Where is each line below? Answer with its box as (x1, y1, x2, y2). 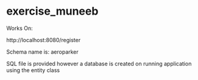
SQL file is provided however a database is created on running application (6, 60, 192, 67)
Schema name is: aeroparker (6, 48, 79, 56)
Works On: (6, 24, 33, 32)
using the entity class (6, 66, 60, 74)
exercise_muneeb (6, 4, 99, 18)
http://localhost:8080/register (6, 36, 81, 43)
